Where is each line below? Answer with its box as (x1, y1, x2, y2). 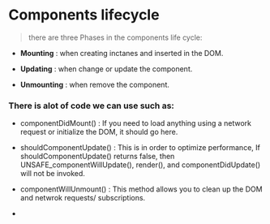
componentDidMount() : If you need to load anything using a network (19, 118, 252, 128)
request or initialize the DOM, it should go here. (19, 127, 178, 137)
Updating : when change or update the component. (19, 63, 193, 74)
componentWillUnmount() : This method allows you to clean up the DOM (19, 184, 263, 194)
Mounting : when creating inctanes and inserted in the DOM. (19, 48, 224, 58)
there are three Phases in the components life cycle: (28, 32, 203, 42)
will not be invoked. (19, 169, 85, 179)
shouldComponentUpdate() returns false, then (19, 152, 175, 162)
